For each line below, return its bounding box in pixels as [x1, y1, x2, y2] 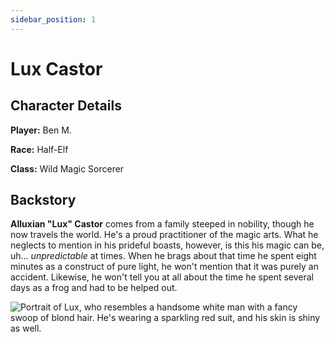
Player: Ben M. [10, 124, 72, 136]
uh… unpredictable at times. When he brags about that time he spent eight [10, 250, 317, 262]
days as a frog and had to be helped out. [10, 282, 178, 294]
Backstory [10, 192, 77, 209]
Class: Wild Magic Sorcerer [10, 162, 125, 175]
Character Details [10, 97, 122, 115]
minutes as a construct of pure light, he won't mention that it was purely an [10, 261, 319, 273]
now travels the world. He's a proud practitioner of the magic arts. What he [10, 229, 319, 241]
